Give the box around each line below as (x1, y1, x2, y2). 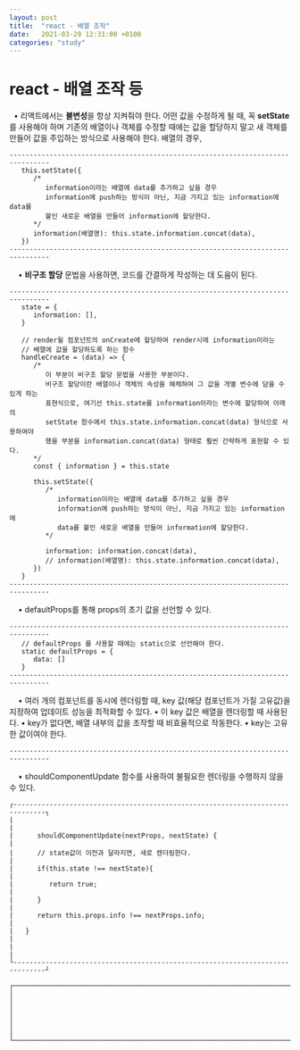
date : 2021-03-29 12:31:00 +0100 (9, 29, 142, 38)
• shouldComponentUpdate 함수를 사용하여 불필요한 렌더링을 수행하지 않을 (17, 771, 284, 782)
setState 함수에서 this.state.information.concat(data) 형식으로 (45, 418, 279, 427)
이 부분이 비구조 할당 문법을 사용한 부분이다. (45, 371, 190, 379)
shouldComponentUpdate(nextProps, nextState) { (37, 831, 218, 840)
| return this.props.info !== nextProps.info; (9, 912, 205, 921)
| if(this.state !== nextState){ (9, 864, 154, 873)
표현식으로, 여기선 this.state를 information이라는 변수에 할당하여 (45, 399, 270, 408)
